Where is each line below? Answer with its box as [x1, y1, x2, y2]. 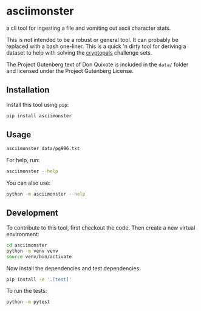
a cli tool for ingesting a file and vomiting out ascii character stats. [6, 24, 171, 32]
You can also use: [6, 179, 51, 186]
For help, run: [6, 157, 40, 164]
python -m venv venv [6, 248, 59, 254]
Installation [6, 85, 50, 95]
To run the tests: [6, 287, 47, 295]
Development [6, 208, 59, 218]
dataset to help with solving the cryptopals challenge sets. [6, 49, 152, 56]
